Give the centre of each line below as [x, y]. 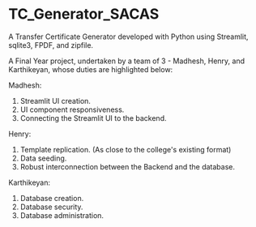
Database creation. [52, 198]
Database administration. [62, 215]
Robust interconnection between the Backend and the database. [127, 166]
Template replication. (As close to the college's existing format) [126, 149]
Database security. [51, 207]
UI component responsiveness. [72, 109]
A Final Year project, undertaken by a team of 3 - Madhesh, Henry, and [127, 61]
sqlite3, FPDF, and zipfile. [51, 45]
